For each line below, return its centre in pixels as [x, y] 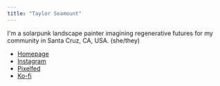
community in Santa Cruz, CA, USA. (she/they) [74, 40]
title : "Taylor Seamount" [44, 13]
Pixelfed [29, 68]
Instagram [31, 61]
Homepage [33, 54]
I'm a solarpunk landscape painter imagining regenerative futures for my [110, 33]
